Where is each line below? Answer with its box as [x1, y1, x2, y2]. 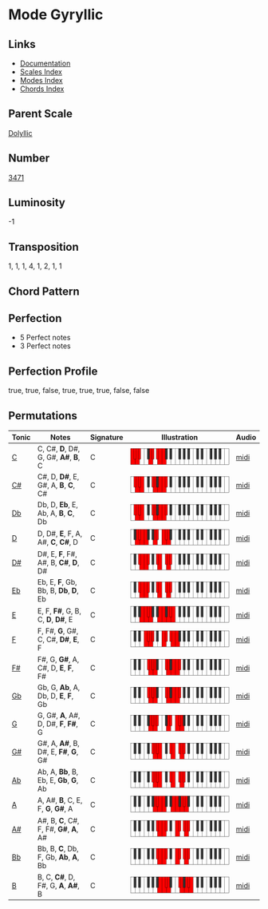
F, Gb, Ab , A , [37, 852, 80, 862]
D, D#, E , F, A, [37, 529, 82, 538]
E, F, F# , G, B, [37, 605, 82, 616]
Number [8, 152, 50, 165]
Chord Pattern [8, 284, 80, 298]
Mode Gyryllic [8, 6, 104, 24]
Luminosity [8, 196, 66, 209]
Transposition [8, 240, 80, 253]
